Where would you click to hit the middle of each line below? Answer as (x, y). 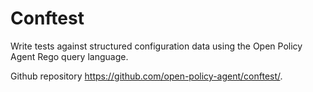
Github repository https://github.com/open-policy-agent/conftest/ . (146, 76)
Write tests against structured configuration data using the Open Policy (156, 46)
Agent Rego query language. (69, 56)
